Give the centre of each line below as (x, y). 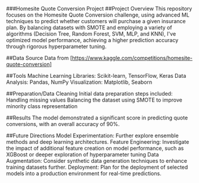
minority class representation (42, 106)
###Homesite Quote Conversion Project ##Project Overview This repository (99, 9)
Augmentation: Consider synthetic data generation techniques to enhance (97, 161)
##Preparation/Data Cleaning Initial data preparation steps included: (89, 94)
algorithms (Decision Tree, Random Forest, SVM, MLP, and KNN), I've (91, 34)
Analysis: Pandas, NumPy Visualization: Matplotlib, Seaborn (79, 82)
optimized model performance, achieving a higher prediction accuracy (92, 40)
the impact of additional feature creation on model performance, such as (95, 148)
